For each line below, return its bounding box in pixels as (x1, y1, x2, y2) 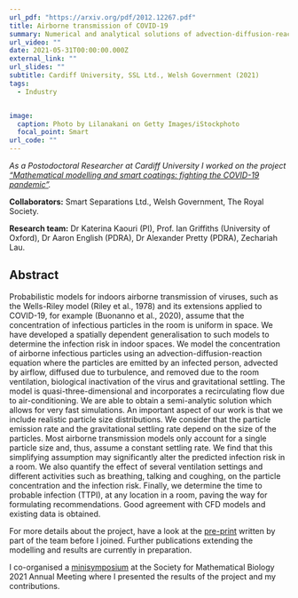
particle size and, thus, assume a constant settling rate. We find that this (9, 442, 273, 453)
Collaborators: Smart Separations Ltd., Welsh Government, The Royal (9, 196, 264, 207)
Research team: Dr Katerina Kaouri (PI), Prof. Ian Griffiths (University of (9, 223, 271, 234)
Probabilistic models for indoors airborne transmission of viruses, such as (9, 291, 278, 302)
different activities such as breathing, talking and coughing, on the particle (9, 470, 281, 481)
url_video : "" (9, 37, 62, 47)
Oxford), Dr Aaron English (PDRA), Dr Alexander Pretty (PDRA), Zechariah (9, 233, 278, 243)
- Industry (17, 87, 58, 96)
